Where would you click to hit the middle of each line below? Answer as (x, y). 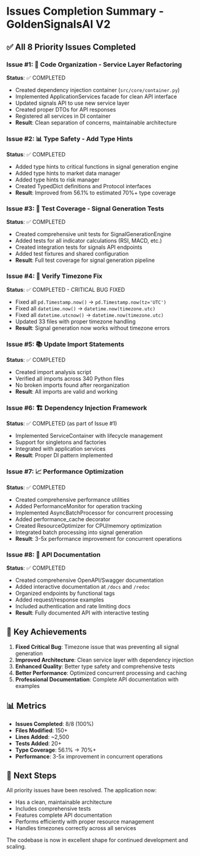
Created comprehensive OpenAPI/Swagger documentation (89, 580)
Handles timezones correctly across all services (76, 828)
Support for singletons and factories (61, 442)
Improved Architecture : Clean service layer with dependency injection (104, 660)
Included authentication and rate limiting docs (73, 606)
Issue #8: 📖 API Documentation (54, 554)
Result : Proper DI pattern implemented (64, 456)
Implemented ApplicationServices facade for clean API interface (96, 96)
